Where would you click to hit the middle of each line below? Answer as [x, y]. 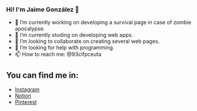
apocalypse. [30, 28]
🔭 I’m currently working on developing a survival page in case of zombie [103, 23]
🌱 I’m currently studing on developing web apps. [74, 35]
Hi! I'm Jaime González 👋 [43, 9]
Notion [23, 96]
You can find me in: [42, 75]
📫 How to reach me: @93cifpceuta [58, 54]
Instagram [27, 90]
